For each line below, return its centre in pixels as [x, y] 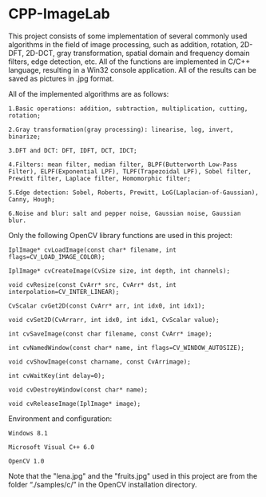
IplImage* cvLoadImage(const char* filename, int [93, 250]
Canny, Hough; [32, 199]
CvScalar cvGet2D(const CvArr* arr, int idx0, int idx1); [107, 306]
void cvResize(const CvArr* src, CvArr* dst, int [93, 284]
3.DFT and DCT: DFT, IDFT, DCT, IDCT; [73, 150]
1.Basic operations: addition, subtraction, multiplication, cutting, [128, 109]
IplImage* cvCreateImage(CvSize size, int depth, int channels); [119, 271]
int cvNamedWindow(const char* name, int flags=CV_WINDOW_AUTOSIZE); [127, 348]
